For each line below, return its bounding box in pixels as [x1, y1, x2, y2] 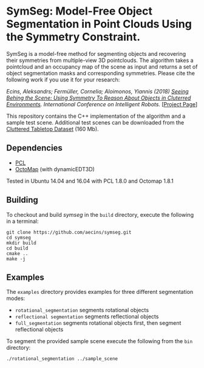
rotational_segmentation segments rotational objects [15, 307, 149, 314]
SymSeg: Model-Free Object [6, 4, 153, 18]
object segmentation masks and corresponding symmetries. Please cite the [6, 69, 195, 77]
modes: [6, 295, 25, 302]
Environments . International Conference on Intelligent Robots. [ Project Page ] [6, 100, 198, 107]
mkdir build [6, 240, 36, 246]
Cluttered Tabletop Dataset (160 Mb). [6, 125, 99, 132]
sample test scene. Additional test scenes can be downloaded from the [6, 118, 185, 126]
